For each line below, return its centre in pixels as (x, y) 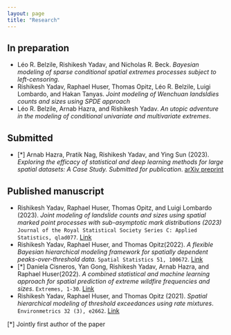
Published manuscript (56, 191)
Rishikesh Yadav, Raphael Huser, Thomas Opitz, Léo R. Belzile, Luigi (114, 87)
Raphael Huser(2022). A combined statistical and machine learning (113, 273)
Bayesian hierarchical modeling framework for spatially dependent (113, 252)
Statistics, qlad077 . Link (54, 237)
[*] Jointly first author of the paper (56, 324)
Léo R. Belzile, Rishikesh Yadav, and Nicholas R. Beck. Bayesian (108, 65)
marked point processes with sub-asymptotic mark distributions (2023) (119, 222)
